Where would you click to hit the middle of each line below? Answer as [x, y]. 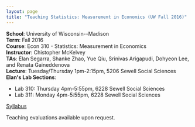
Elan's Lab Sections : [31, 77]
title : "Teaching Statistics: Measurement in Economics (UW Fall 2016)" [97, 17]
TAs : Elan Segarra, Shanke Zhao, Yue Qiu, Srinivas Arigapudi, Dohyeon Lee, [97, 59]
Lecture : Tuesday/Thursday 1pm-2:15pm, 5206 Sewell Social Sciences [91, 71]
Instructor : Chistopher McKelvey [46, 52]
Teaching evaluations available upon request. [61, 117]
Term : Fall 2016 [25, 40]
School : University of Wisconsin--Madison [58, 33]
